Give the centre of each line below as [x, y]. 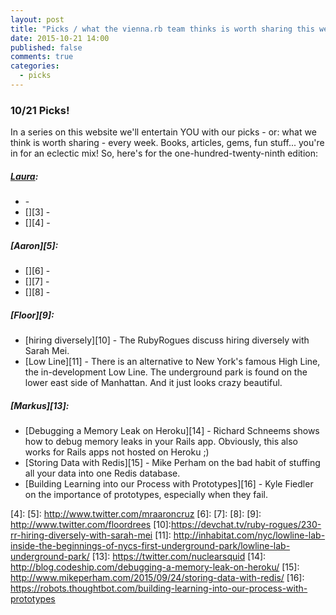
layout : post [37, 19]
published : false [46, 47]
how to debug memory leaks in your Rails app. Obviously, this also [161, 442]
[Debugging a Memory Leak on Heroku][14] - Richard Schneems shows [172, 431]
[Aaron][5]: [34, 245]
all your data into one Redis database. [102, 473]
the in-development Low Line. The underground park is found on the [166, 372]
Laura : [24, 176]
